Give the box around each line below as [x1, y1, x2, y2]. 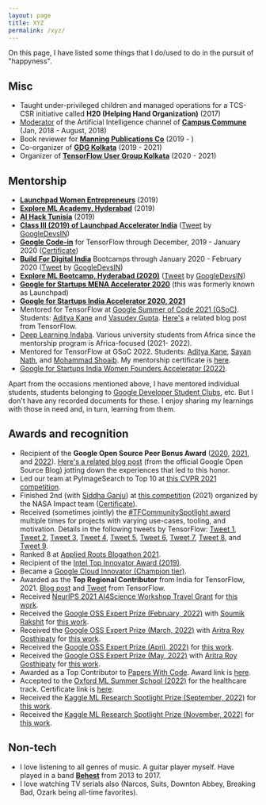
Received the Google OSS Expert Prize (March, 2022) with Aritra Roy [19, 625, 245, 634]
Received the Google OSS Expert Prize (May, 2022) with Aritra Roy [19, 650, 237, 660]
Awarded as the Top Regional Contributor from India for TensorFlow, [19, 574, 245, 584]
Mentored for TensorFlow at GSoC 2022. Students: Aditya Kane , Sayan [19, 347, 252, 356]
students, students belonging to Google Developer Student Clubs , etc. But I [8, 388, 253, 397]
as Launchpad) [19, 288, 69, 297]
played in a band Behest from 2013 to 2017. [19, 770, 161, 780]
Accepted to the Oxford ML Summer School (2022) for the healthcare [19, 676, 247, 685]
